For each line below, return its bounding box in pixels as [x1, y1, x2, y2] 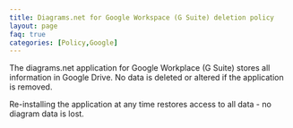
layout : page [9, 21, 58, 30]
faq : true [9, 30, 47, 38]
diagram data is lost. [9, 108, 85, 119]
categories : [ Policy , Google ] [9, 38, 118, 47]
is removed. [9, 81, 53, 92]
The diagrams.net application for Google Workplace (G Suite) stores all [9, 63, 271, 73]
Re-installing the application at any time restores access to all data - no [9, 99, 271, 110]
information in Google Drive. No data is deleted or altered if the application [9, 73, 284, 83]
